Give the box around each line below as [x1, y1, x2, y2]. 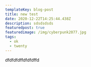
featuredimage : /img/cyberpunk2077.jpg [5, 30, 87, 35]
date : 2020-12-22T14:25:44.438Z [5, 16, 71, 21]
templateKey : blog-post [5, 7, 54, 12]
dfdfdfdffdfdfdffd [5, 57, 40, 63]
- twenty [9, 44, 27, 48]
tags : [5, 35, 16, 40]
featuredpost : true [5, 25, 45, 30]
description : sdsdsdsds [5, 21, 54, 26]
